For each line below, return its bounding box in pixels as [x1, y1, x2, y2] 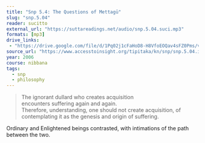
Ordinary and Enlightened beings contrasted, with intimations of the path [6, 125, 189, 132]
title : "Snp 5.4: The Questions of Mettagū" [6, 9, 121, 15]
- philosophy [12, 77, 45, 83]
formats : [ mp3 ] [6, 32, 45, 38]
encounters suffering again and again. [21, 100, 117, 107]
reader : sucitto [6, 20, 48, 26]
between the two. [6, 131, 51, 139]
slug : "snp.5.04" [6, 15, 51, 21]
